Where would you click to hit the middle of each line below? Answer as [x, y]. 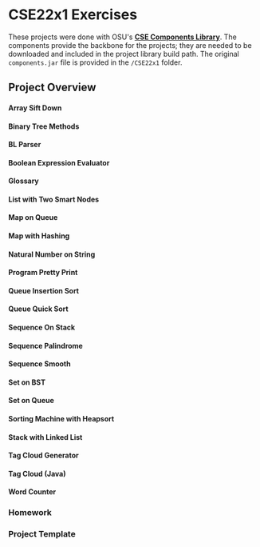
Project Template [42, 534]
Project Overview [52, 88]
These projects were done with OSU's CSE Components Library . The [122, 37]
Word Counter [32, 492]
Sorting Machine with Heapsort [61, 419]
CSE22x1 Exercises [73, 15]
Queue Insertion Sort [44, 290]
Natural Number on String [52, 254]
